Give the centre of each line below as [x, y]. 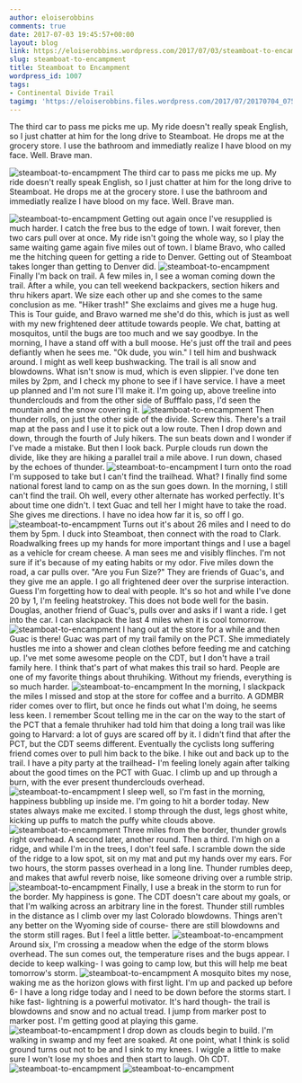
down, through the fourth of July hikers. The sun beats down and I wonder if [151, 439]
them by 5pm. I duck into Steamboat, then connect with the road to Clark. [145, 534]
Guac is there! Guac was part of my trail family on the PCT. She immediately [150, 639]
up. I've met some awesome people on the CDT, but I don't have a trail [140, 658]
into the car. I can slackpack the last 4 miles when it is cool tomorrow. [138, 620]
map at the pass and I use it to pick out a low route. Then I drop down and [146, 429]
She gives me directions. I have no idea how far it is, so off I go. [127, 515]
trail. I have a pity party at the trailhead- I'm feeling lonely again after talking [150, 763]
